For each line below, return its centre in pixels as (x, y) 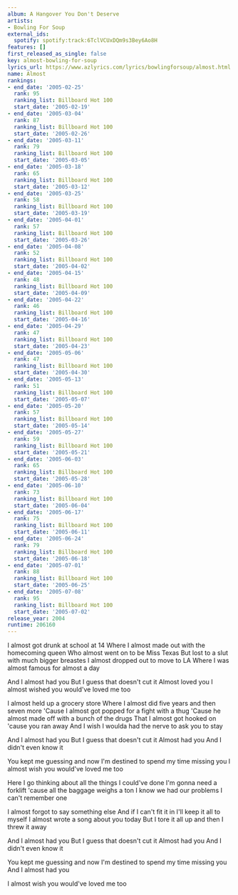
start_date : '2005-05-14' (52, 426)
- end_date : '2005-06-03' (46, 459)
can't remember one (37, 798)
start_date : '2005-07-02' (52, 611)
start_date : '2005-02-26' (52, 134)
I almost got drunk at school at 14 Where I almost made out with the (106, 645)
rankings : (22, 80)
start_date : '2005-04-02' (52, 266)
